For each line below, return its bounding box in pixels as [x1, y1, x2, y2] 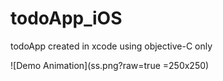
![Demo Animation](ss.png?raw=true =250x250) [10, 59, 210, 71]
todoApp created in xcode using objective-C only [10, 40, 213, 52]
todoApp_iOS [10, 7, 123, 30]
